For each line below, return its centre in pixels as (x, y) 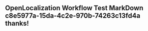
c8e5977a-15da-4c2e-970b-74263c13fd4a (73, 16)
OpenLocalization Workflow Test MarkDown (74, 8)
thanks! (17, 23)
